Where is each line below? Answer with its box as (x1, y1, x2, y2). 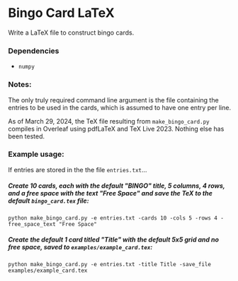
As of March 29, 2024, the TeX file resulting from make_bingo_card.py (8, 116, 210, 125)
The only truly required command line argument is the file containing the (8, 95, 219, 104)
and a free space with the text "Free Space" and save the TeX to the (8, 189, 213, 198)
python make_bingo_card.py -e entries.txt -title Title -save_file (8, 261, 212, 268)
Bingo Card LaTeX (8, 5, 115, 21)
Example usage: (8, 150, 64, 160)
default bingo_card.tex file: (8, 196, 89, 205)
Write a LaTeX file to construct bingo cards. (8, 28, 135, 37)
